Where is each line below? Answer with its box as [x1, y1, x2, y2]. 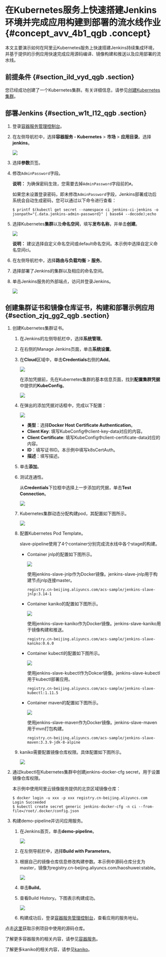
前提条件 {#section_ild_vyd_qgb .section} [5, 73, 135, 82]
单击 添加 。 [19, 463, 42, 470]
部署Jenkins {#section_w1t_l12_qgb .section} [5, 109, 147, 118]
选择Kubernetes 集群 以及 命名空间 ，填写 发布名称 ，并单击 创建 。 [12, 221, 140, 227]
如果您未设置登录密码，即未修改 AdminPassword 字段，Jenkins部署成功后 [12, 191, 157, 197]
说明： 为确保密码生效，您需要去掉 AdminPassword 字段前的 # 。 [12, 181, 136, 186]
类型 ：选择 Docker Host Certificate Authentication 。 [27, 422, 135, 428]
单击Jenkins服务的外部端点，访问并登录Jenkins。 [12, 278, 114, 284]
